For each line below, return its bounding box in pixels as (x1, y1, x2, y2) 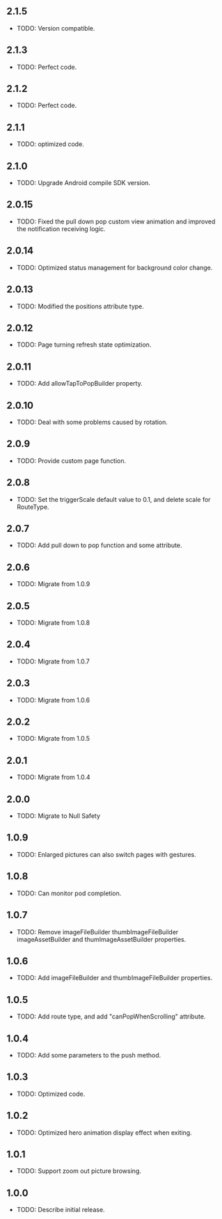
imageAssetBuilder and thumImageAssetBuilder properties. (16, 935, 187, 943)
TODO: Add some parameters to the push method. (16, 1051, 161, 1059)
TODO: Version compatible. (16, 24, 95, 32)
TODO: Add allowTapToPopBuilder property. (16, 379, 143, 388)
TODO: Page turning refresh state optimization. (16, 340, 152, 349)
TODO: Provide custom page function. (16, 456, 127, 465)
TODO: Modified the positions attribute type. (16, 302, 144, 310)
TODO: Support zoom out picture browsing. (16, 1167, 142, 1175)
